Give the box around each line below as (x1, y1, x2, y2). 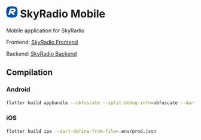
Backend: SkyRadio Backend (6, 50, 77, 57)
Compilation (6, 68, 53, 78)
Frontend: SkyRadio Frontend (6, 38, 78, 45)
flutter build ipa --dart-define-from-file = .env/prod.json (6, 128, 157, 134)
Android (6, 86, 31, 94)
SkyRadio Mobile (20, 7, 106, 21)
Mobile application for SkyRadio (6, 27, 85, 34)
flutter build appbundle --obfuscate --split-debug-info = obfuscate (6, 99, 178, 106)
